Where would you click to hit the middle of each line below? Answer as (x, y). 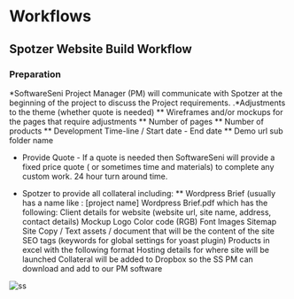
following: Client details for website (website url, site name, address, (147, 212)
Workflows (50, 16)
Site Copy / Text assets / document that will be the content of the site (148, 231)
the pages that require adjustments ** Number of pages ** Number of (136, 121)
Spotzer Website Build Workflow (101, 49)
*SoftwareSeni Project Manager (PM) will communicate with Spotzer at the (146, 93)
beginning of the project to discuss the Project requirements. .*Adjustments (147, 103)
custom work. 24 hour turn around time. (95, 176)
